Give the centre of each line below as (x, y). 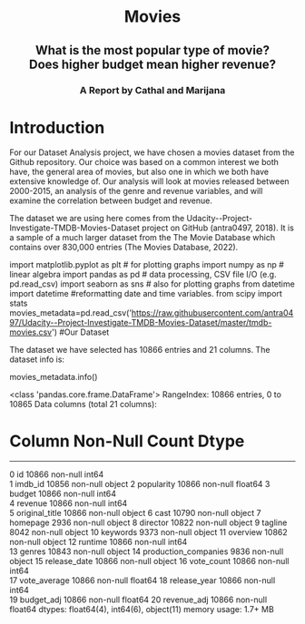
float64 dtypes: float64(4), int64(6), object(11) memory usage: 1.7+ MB (142, 609)
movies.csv (31, 332)
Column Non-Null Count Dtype (127, 441)
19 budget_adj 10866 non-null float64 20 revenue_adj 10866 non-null (138, 600)
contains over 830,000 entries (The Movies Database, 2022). (124, 248)
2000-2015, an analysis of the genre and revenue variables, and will (136, 191)
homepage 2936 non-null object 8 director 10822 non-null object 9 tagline (148, 522)
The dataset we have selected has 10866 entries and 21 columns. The (140, 350)
